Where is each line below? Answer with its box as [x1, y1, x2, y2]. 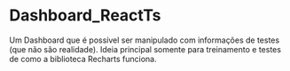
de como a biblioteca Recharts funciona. [9, 53, 157, 64]
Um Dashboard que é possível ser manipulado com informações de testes [9, 35, 280, 45]
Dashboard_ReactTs [9, 5, 161, 26]
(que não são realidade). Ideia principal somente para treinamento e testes [9, 43, 282, 54]
